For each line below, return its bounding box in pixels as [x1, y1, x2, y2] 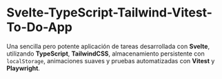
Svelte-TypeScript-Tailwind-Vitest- [6, 5, 213, 21]
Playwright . [6, 64, 41, 72]
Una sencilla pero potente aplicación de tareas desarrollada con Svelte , [6, 42, 210, 50]
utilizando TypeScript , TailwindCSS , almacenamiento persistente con [6, 49, 205, 58]
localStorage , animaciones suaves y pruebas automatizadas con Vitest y [6, 56, 215, 65]
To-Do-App [6, 19, 73, 35]
